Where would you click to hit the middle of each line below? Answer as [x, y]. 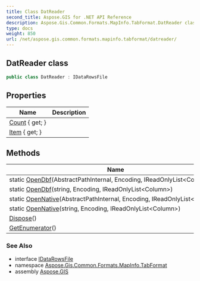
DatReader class [37, 63]
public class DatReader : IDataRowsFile [57, 77]
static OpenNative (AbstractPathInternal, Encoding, [80, 199]
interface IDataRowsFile [44, 258]
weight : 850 [21, 34]
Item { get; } [26, 132]
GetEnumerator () [33, 228]
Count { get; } [28, 122]
